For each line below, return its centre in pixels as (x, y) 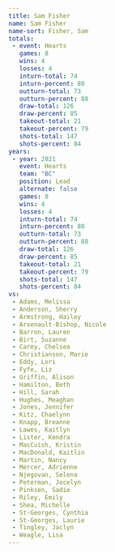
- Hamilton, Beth (41, 384)
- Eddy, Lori (34, 362)
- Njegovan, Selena (45, 475)
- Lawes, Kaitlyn (41, 430)
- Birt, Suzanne (39, 340)
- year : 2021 (34, 159)
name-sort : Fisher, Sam (49, 31)
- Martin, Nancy (39, 460)
